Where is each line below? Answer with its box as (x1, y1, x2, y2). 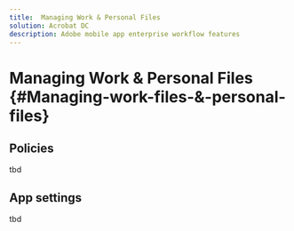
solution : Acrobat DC (9, 21, 90, 30)
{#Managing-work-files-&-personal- (9, 86, 286, 107)
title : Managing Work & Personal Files (9, 12, 162, 22)
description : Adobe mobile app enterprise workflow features (9, 29, 241, 38)
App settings (9, 190, 83, 205)
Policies (9, 140, 55, 155)
